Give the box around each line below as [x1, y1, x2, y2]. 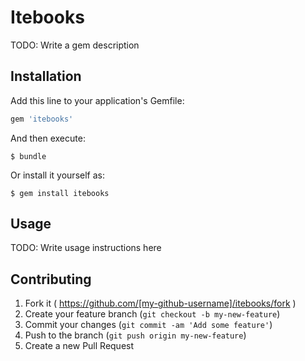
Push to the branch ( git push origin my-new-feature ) [24, 329, 247, 341]
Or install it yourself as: [10, 169, 105, 181]
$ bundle [10, 151, 47, 161]
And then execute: [10, 132, 86, 144]
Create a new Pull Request [24, 340, 135, 352]
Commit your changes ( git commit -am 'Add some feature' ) [24, 319, 273, 331]
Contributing [10, 271, 92, 288]
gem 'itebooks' [10, 114, 74, 124]
